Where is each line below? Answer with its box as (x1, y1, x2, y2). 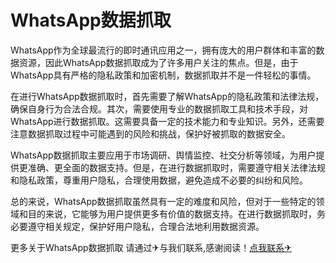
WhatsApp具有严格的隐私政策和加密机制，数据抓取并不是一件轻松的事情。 (10, 69, 317, 81)
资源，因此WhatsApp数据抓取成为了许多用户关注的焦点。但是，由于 (18, 56, 299, 68)
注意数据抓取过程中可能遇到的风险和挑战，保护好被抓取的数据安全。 (10, 127, 291, 140)
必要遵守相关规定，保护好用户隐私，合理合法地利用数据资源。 (10, 220, 265, 232)
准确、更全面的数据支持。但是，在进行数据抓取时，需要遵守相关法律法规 (27, 161, 326, 173)
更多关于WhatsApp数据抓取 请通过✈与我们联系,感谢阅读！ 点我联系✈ (10, 241, 293, 253)
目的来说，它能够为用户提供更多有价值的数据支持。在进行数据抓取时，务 (27, 207, 326, 220)
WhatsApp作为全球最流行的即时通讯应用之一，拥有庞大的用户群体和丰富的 (10, 44, 317, 56)
